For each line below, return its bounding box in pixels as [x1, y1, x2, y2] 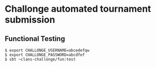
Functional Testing [5, 34, 65, 43]
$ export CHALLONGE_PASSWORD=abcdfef [5, 52, 85, 57]
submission [5, 14, 56, 26]
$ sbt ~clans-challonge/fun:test [5, 57, 76, 62]
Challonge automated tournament [5, 3, 151, 15]
